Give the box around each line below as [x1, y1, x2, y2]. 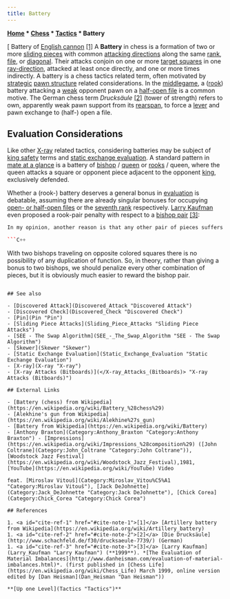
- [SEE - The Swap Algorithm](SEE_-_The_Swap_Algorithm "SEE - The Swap [7, 333, 220, 339]
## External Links [7, 387, 60, 394]
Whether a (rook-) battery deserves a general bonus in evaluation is [7, 189, 200, 197]
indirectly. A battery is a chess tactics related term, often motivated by [7, 72, 207, 80]
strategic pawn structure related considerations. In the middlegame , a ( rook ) [7, 78, 224, 87]
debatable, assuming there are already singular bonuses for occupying [7, 196, 208, 204]
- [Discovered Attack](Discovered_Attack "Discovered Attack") [7, 302, 193, 310]
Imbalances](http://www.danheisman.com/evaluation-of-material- [34, 556, 224, 563]
